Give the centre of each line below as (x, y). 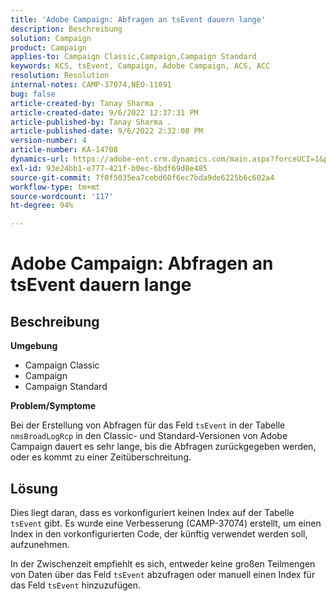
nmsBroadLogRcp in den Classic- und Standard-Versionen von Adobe (149, 436)
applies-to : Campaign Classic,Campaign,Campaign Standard (133, 57)
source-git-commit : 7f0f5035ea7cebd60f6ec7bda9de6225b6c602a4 (142, 177)
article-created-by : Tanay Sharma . (86, 103)
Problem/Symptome (53, 406)
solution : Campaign (51, 38)
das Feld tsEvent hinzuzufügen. (76, 585)
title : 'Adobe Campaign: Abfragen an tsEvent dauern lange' (138, 19)
